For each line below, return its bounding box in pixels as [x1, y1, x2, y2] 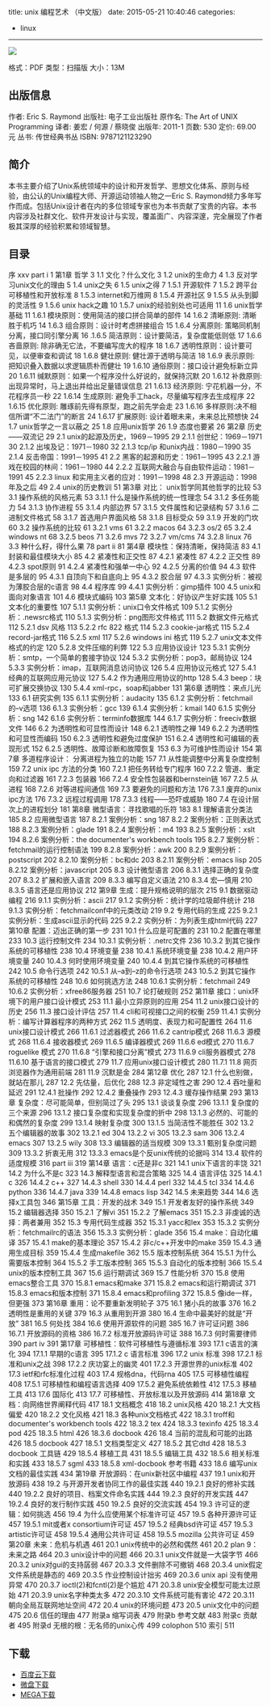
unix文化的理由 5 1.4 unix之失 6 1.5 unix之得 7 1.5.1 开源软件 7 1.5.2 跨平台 [15, 280, 258, 290]
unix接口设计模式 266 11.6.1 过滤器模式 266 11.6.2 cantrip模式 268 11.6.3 [8, 1027, 245, 1037]
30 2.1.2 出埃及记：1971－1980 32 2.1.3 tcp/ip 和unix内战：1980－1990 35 [8, 442, 252, 451]
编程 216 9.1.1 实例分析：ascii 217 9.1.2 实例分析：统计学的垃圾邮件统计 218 [8, 896, 256, 905]
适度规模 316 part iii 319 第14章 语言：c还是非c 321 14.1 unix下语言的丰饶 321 [8, 1158, 262, 1168]
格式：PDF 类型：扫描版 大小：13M [8, 63, 125, 72]
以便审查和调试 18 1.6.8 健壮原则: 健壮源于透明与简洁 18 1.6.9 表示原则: [22, 351, 256, 361]
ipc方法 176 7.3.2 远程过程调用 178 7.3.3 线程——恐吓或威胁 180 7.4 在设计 [8, 794, 252, 804]
